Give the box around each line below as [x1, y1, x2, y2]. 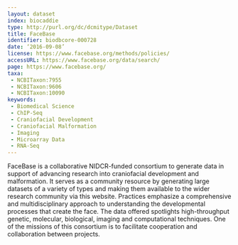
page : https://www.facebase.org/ [7, 63, 107, 70]
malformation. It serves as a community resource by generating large [7, 177, 210, 185]
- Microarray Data [10, 136, 65, 143]
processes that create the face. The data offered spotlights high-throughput [7, 207, 229, 216]
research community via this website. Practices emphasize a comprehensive [7, 192, 232, 201]
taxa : [7, 70, 23, 77]
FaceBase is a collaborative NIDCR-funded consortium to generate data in [7, 162, 225, 170]
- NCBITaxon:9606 [10, 83, 62, 90]
